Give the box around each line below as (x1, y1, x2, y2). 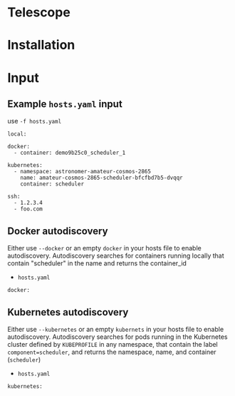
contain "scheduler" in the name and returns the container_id (7, 259, 187, 268)
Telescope (7, 4, 71, 21)
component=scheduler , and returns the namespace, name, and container (7, 347, 216, 356)
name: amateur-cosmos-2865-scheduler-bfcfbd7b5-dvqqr (20, 174, 183, 182)
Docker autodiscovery (7, 225, 108, 237)
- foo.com (14, 205, 43, 213)
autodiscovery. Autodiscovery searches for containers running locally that (7, 251, 224, 260)
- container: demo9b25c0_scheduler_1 (14, 149, 126, 157)
